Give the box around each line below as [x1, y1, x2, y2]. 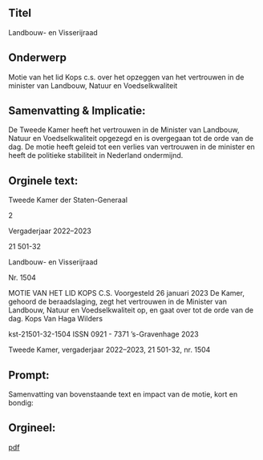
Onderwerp [8, 51, 67, 65]
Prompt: [8, 368, 50, 381]
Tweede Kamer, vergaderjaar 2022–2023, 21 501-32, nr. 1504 [8, 345, 211, 355]
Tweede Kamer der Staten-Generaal [8, 196, 128, 205]
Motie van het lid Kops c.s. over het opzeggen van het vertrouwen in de [8, 72, 245, 82]
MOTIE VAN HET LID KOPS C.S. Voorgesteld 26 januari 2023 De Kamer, [8, 289, 245, 298]
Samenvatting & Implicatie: [8, 104, 146, 118]
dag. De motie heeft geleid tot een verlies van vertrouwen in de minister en [8, 142, 255, 151]
